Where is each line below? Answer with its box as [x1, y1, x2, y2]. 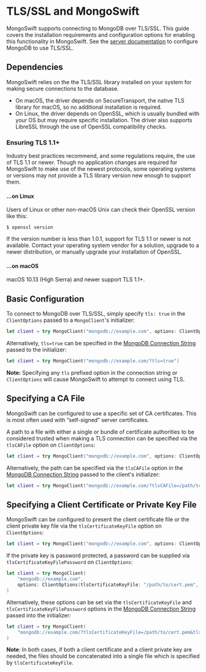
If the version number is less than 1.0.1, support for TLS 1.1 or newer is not [6, 235, 191, 243]
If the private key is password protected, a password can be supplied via [6, 552, 190, 560]
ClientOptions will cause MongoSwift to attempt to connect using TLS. [6, 376, 185, 383]
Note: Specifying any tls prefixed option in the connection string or [6, 369, 178, 377]
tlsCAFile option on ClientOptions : [6, 441, 96, 448]
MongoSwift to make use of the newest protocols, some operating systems [6, 165, 196, 173]
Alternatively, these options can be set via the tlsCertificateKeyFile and [6, 598, 192, 606]
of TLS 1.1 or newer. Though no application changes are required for [6, 158, 178, 166]
